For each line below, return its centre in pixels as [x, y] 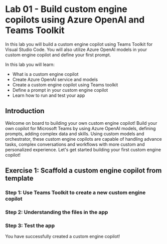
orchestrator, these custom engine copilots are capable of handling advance [83, 139]
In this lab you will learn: [30, 64]
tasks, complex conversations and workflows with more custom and [75, 144]
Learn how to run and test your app [49, 95]
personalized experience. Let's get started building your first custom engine [83, 149]
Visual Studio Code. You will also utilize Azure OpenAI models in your [76, 49]
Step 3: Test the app [30, 226]
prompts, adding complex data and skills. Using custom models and [75, 134]
